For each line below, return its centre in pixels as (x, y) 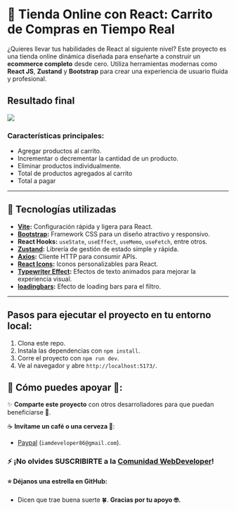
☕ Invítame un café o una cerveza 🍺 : (61, 427)
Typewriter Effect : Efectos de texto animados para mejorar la (107, 271)
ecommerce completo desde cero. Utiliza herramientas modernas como (112, 63)
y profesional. (27, 78)
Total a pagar (37, 181)
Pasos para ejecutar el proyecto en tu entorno (109, 315)
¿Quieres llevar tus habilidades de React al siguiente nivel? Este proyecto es (117, 49)
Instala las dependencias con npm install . (79, 351)
